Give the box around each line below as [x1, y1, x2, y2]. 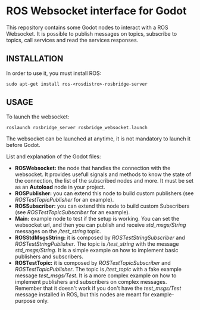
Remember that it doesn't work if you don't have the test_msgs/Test [14, 284, 182, 292]
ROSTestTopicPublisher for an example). [14, 196, 114, 203]
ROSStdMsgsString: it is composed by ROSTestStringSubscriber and [14, 234, 186, 241]
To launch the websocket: [6, 113, 70, 120]
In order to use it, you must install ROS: [6, 70, 102, 77]
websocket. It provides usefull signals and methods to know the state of [14, 171, 192, 178]
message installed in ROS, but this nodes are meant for [14, 290, 150, 298]
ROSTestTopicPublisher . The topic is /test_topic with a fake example [14, 265, 182, 273]
